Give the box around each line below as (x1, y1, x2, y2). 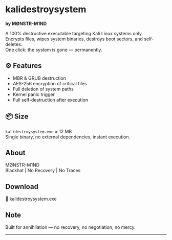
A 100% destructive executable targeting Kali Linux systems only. (5, 30, 143, 36)
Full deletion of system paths (12, 86, 74, 92)
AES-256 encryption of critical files (12, 80, 87, 86)
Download (5, 182, 38, 191)
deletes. (5, 41, 23, 47)
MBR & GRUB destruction (12, 75, 67, 81)
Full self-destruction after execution (12, 97, 89, 103)
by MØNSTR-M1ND (5, 20, 47, 27)
